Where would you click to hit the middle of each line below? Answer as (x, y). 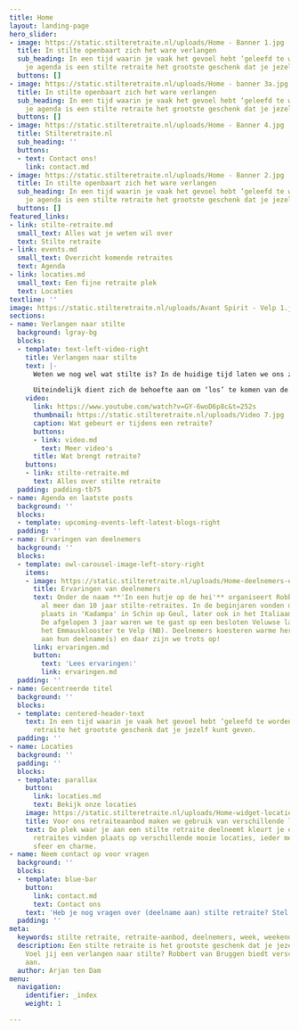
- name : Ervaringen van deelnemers (75, 540)
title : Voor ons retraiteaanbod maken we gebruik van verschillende (155, 821)
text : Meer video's (77, 448)
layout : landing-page (49, 26)
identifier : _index (61, 995)
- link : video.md (65, 440)
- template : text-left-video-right (83, 349)
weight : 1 (44, 1004)
